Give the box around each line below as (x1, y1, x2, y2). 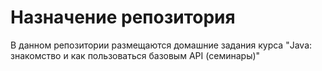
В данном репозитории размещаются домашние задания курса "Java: (10, 39, 313, 51)
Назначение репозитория (10, 6, 236, 29)
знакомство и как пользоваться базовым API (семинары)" (10, 49, 261, 61)
